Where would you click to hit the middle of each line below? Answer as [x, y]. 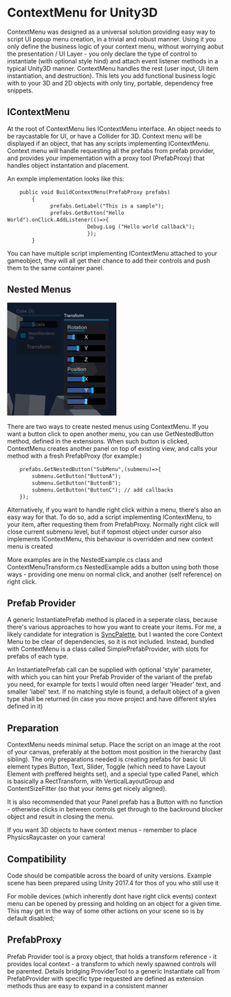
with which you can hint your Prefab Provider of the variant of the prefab [110, 677]
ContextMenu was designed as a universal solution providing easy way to [111, 32]
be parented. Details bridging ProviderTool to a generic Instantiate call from [113, 971]
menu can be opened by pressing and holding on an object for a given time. [114, 904]
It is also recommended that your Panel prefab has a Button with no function [115, 802]
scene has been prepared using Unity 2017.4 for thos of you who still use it [113, 883]
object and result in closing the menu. [60, 817]
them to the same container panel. [56, 268]
